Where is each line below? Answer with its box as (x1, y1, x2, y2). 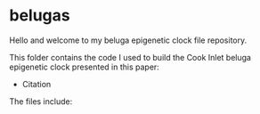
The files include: (9, 95, 73, 107)
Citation (21, 78, 52, 89)
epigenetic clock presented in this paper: (9, 61, 160, 72)
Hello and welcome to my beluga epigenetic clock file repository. (9, 35, 248, 45)
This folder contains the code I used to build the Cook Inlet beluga (9, 52, 252, 62)
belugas (9, 5, 70, 26)
